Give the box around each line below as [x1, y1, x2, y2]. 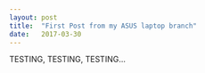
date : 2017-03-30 [9, 29, 82, 38]
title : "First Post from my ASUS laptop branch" [9, 21, 198, 30]
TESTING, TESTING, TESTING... [9, 54, 127, 65]
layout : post [9, 12, 58, 22]
